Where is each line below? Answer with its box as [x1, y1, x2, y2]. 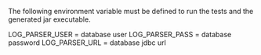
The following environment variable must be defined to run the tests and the [8, 7, 254, 15]
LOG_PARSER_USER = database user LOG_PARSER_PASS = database [8, 30, 232, 39]
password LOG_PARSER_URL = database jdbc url [8, 38, 166, 47]
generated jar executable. [8, 15, 92, 24]
